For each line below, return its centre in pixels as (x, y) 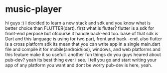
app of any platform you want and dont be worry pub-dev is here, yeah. (79, 65)
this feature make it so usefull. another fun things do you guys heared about (83, 54)
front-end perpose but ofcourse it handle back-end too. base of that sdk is (82, 33)
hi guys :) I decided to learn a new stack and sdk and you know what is (78, 23)
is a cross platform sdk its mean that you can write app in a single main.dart (83, 44)
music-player (34, 9)
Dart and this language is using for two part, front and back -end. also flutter (83, 39)
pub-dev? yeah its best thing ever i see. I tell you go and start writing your (81, 60)
